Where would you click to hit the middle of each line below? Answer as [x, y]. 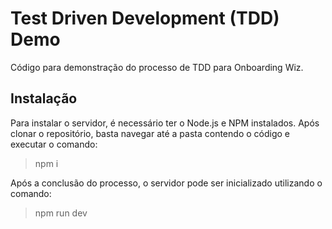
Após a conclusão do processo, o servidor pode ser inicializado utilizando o [166, 183]
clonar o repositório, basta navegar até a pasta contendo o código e [150, 133]
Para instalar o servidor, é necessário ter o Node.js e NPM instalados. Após [165, 123]
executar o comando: [54, 144]
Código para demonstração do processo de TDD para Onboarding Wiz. [157, 67]
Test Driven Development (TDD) [145, 18]
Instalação [44, 98]
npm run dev [61, 213]
